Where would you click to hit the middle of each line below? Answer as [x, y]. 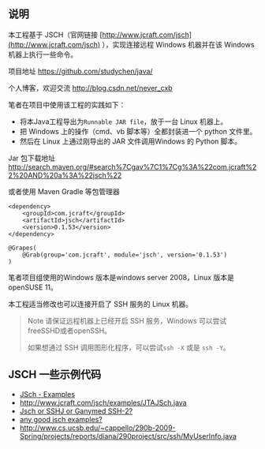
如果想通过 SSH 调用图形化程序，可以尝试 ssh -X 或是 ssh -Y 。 [129, 347]
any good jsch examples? [61, 419]
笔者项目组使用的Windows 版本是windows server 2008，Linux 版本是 [121, 277]
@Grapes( [22, 248]
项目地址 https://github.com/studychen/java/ [80, 71]
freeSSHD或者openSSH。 [69, 331]
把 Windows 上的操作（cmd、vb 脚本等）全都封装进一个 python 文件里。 [138, 131]
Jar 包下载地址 [32, 158]
